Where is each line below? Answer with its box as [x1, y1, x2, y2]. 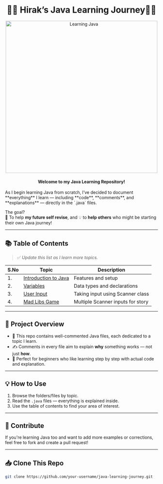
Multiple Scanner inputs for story [73, 298, 149, 305]
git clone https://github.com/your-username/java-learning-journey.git [5, 474, 153, 479]
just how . [12, 351, 31, 356]
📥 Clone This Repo [5, 459, 64, 467]
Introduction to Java [23, 275, 69, 281]
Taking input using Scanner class [73, 290, 149, 297]
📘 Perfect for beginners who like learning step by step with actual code [12, 355, 154, 362]
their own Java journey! [5, 220, 52, 226]
